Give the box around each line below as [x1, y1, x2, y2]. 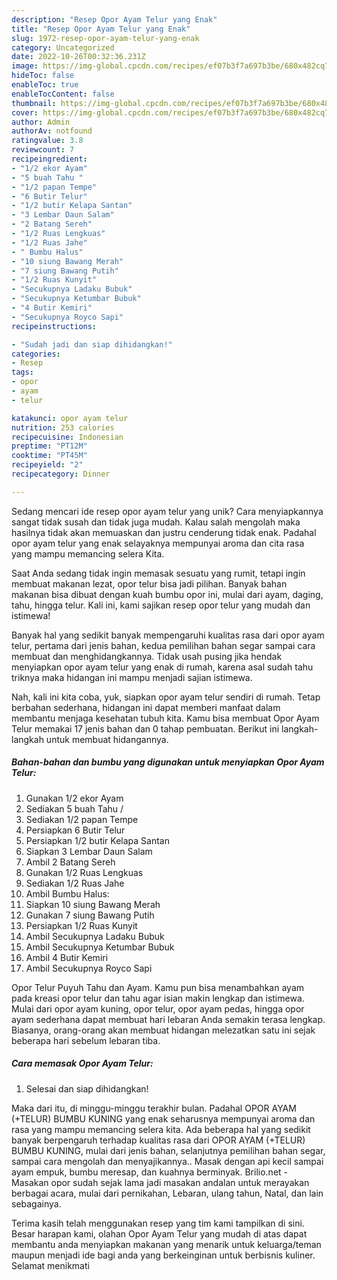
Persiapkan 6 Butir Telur [25, 824, 126, 836]
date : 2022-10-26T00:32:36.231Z [11, 52, 146, 62]
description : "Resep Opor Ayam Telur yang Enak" [11, 14, 218, 25]
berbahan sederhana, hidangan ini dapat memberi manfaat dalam [11, 701, 281, 713]
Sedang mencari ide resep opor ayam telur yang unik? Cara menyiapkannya [11, 505, 324, 517]
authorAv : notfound [11, 126, 93, 136]
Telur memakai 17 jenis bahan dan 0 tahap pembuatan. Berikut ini [11, 722, 280, 735]
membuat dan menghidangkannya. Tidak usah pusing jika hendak [11, 650, 283, 662]
